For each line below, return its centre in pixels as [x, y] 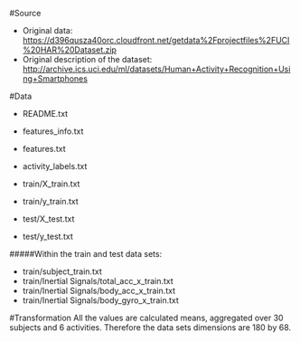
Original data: [47, 30]
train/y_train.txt [50, 201]
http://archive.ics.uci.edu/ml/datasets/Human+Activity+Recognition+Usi [156, 69]
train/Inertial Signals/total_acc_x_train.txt [98, 281]
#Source [25, 13]
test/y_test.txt [48, 236]
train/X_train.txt [51, 184]
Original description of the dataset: [87, 59]
